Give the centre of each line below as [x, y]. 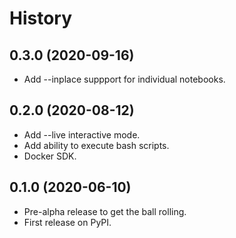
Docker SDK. [50, 156]
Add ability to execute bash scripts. [96, 145]
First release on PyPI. [67, 222]
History [41, 18]
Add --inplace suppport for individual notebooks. [124, 79]
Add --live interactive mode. [82, 134]
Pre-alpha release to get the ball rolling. [105, 211]
